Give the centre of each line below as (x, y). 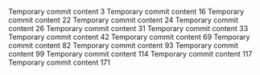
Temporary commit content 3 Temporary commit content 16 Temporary (126, 12)
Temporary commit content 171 (59, 62)
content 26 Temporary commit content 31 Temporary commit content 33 (128, 28)
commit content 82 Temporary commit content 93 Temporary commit (124, 45)
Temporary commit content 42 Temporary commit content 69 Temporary (129, 37)
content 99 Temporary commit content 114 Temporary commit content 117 (130, 54)
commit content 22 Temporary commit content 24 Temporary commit (124, 20)
